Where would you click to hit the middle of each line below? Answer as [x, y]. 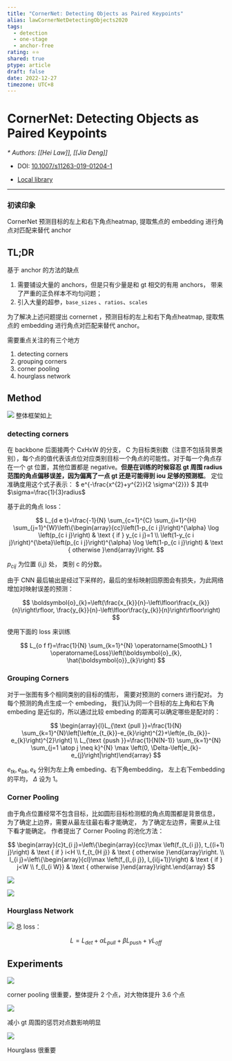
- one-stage [31, 40]
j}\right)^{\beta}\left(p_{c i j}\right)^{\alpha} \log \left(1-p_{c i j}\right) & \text [116, 543]
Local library [35, 179]
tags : [15, 26]
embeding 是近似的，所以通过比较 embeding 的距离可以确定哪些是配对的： [114, 712]
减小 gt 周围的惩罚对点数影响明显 [54, 1022]
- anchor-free [33, 46]
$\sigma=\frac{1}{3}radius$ [47, 492]
